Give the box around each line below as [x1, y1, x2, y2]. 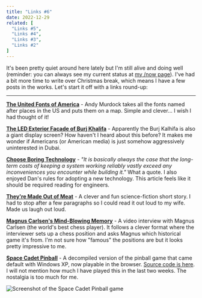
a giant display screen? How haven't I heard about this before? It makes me [6, 131, 192, 139]
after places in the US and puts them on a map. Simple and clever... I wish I [6, 107, 191, 114]
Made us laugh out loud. [6, 205, 66, 213]
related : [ [6, 20, 34, 26]
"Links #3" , [11, 37, 42, 43]
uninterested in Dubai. [6, 144, 61, 151]
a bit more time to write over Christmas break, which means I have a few [6, 77, 185, 84]
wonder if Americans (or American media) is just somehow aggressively [6, 137, 185, 145]
